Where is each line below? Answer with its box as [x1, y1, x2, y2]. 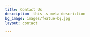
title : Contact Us [5, 7, 42, 12]
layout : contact [5, 20, 38, 25]
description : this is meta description [5, 12, 86, 16]
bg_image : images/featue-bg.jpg [5, 16, 70, 21]
